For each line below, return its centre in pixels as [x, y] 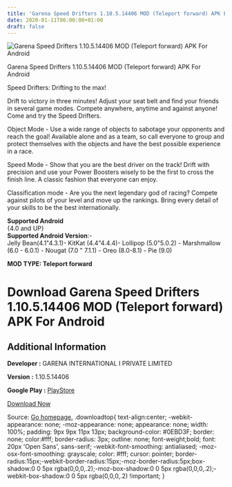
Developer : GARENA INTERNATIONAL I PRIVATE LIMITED [90, 364]
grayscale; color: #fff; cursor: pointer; [120, 454]
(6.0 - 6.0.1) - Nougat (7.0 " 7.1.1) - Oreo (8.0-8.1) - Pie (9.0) [90, 251]
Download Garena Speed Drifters [104, 292]
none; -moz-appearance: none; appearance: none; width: [126, 425]
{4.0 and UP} [26, 229]
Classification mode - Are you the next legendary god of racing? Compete [113, 193]
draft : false [26, 26]
